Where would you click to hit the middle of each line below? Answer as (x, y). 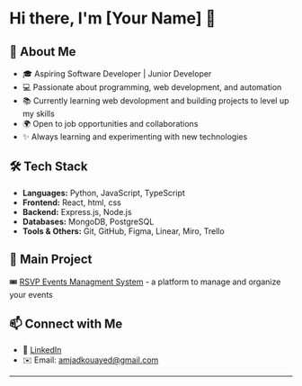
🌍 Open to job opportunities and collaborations (110, 124)
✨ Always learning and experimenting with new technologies (135, 137)
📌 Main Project (51, 260)
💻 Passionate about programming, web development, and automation (152, 87)
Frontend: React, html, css (71, 202)
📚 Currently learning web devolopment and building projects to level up (155, 101)
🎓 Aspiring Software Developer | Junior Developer (117, 74)
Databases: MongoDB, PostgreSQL (88, 221)
